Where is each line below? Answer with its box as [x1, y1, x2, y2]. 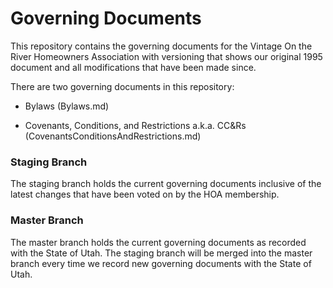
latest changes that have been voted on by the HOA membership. [10, 188, 280, 201]
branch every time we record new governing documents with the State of [10, 257, 312, 269]
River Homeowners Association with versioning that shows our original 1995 [10, 50, 323, 62]
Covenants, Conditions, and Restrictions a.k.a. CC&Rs [24, 119, 247, 131]
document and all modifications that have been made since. [10, 61, 257, 73]
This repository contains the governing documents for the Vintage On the [10, 40, 313, 52]
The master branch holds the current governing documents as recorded [10, 236, 307, 248]
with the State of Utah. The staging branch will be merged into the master [10, 247, 313, 259]
